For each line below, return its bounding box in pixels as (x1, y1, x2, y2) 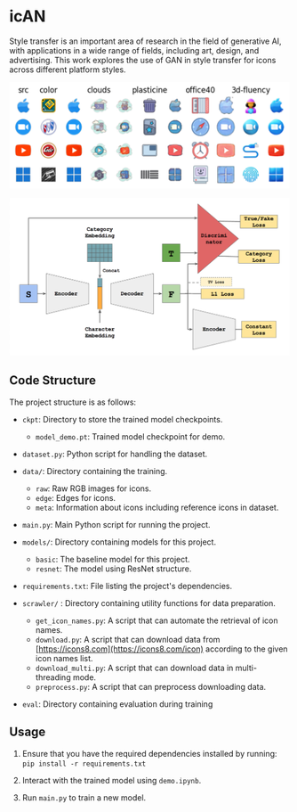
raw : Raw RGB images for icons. (35, 483, 152, 494)
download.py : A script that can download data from (35, 634, 221, 644)
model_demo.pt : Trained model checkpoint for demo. (35, 431, 226, 442)
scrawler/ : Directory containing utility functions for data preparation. (21, 597, 276, 608)
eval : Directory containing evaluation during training (21, 698, 213, 709)
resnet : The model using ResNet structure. (35, 563, 192, 574)
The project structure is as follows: (9, 397, 136, 407)
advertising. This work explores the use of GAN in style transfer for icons (9, 54, 277, 65)
